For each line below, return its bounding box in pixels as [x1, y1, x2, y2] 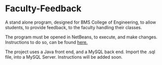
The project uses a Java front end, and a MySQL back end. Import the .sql [5, 49, 156, 55]
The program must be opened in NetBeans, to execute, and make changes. [5, 34, 158, 40]
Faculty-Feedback [5, 3, 82, 14]
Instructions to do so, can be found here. [5, 39, 88, 45]
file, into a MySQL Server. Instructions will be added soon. [5, 54, 123, 60]
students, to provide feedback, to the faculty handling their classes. [5, 24, 142, 30]
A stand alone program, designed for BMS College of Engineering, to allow [5, 19, 157, 25]
